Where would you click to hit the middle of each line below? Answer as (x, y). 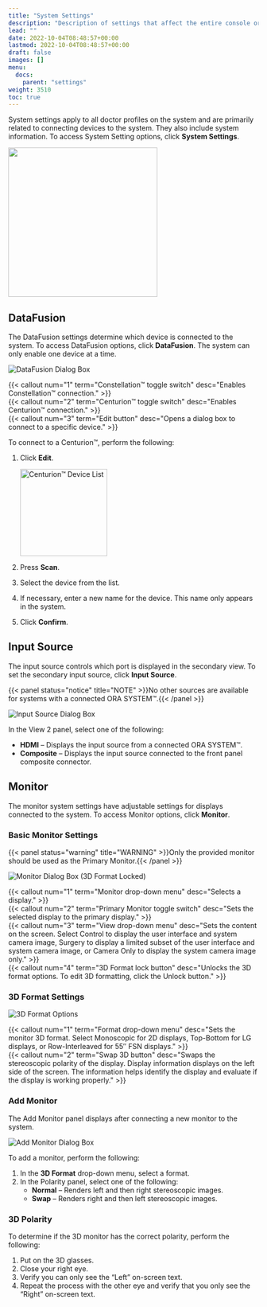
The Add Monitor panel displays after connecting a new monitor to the (123, 1118)
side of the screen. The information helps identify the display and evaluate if (133, 1072)
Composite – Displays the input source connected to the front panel (131, 753)
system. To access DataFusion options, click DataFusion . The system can (129, 345)
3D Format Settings (46, 997)
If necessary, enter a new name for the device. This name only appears (136, 599)
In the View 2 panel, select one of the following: (86, 729)
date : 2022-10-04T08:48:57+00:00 (64, 38)
